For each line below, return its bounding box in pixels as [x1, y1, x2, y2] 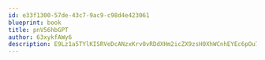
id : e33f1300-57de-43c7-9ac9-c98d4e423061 [8, 11, 150, 19]
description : [8, 41, 51, 48]
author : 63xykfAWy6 [8, 33, 73, 41]
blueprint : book [8, 19, 62, 26]
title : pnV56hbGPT [8, 26, 69, 34]
